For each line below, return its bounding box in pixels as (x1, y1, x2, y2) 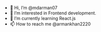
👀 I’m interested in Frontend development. (9, 10, 96, 16)
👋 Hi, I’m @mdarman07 (9, 5, 57, 10)
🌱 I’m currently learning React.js (9, 15, 76, 21)
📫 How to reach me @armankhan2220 (9, 21, 91, 27)
